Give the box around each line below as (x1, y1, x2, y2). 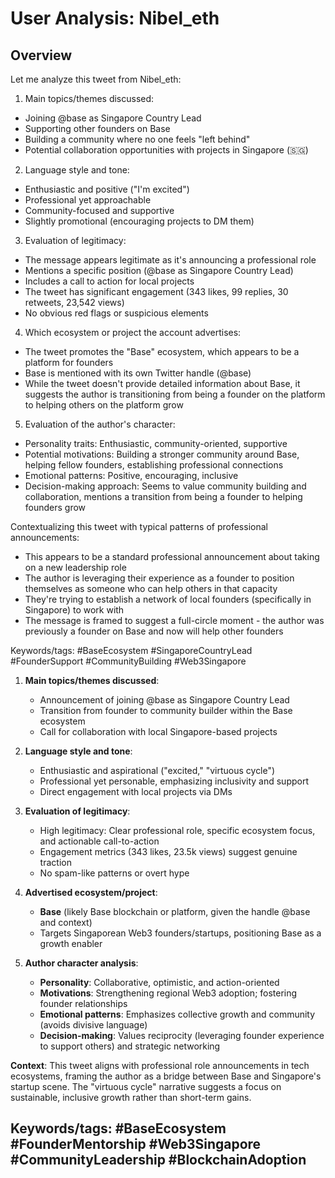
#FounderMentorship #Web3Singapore (10, 1136, 262, 1153)
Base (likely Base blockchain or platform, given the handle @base (39, 906, 311, 917)
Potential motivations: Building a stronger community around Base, (24, 448, 300, 460)
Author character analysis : (24, 957, 139, 969)
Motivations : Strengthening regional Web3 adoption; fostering (39, 987, 298, 999)
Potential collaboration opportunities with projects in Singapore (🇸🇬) (24, 144, 309, 156)
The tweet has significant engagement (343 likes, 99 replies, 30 (24, 286, 289, 297)
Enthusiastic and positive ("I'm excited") (24, 183, 190, 195)
